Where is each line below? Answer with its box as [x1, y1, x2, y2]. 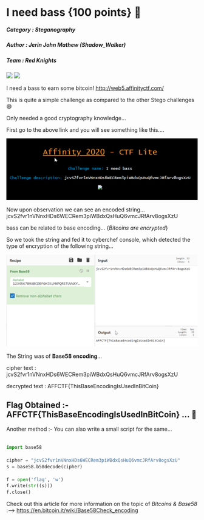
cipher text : [6, 364, 36, 371]
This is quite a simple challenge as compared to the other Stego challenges [6, 96, 194, 103]
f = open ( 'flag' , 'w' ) [6, 476, 64, 482]
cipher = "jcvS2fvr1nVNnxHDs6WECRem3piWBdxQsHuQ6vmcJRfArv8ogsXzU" [6, 457, 181, 464]
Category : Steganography [6, 26, 76, 33]
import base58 [6, 445, 42, 451]
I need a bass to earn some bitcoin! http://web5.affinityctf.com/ [6, 84, 164, 92]
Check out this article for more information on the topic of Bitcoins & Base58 [6, 501, 198, 508]
